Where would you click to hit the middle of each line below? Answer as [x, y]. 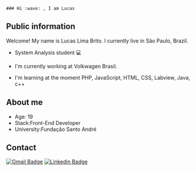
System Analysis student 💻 [48, 52]
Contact [21, 148]
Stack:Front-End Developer [48, 123]
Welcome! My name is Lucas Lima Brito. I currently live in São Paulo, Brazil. [97, 41]
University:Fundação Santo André [56, 129]
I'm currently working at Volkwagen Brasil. [66, 66]
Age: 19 [24, 116]
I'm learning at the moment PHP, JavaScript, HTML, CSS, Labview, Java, [102, 77]
